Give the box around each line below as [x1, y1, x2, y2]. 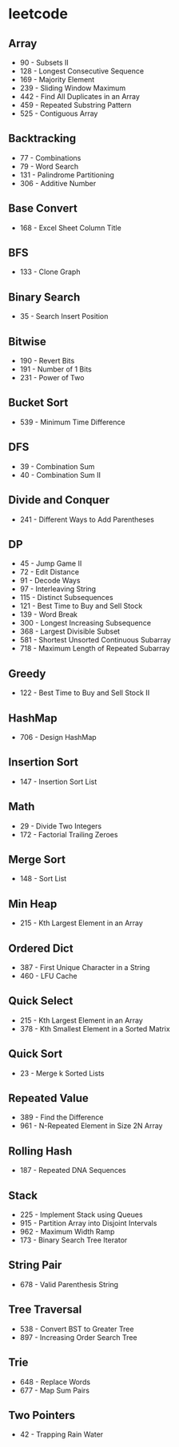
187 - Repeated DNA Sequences [19, 1166, 126, 1175]
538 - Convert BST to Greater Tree [19, 1324, 134, 1334]
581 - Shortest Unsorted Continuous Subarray [19, 635, 172, 645]
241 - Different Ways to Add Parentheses [19, 515, 154, 524]
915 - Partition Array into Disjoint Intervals [19, 1218, 157, 1228]
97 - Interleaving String [19, 584, 97, 594]
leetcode [8, 5, 68, 23]
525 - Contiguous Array [19, 109, 98, 118]
